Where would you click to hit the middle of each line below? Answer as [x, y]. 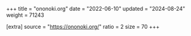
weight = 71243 [25, 15]
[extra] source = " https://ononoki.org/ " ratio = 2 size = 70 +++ [83, 27]
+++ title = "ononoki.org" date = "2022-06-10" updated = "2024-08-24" [96, 9]
